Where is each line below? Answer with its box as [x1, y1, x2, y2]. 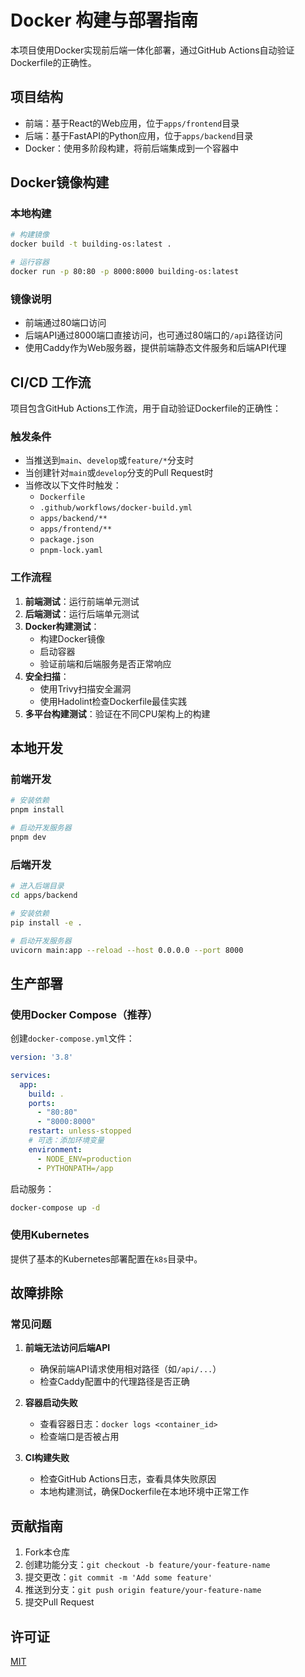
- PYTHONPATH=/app [36, 1163, 114, 1173]
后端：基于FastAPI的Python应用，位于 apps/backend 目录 [24, 129, 254, 141]
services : [10, 1070, 52, 1080]
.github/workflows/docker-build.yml [39, 503, 193, 513]
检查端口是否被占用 [39, 1431, 120, 1443]
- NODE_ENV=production [36, 1154, 132, 1164]
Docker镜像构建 [10, 174, 110, 191]
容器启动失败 [24, 1397, 78, 1409]
